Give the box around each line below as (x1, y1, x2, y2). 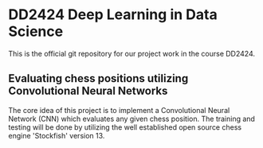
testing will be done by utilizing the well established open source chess (8, 122, 241, 132)
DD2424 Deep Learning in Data (8, 6, 218, 24)
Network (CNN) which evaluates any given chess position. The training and (8, 114, 255, 123)
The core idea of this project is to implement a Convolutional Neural (8, 105, 230, 115)
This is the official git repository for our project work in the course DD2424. (8, 49, 255, 58)
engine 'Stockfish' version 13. (8, 130, 105, 140)
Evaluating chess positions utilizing (8, 72, 189, 85)
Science (8, 22, 64, 41)
